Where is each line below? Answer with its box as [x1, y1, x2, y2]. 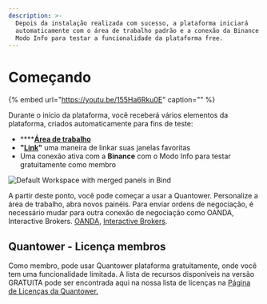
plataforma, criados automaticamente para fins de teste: [8, 119, 193, 129]
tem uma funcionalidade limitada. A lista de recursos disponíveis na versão [8, 270, 254, 278]
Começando [8, 69, 92, 86]
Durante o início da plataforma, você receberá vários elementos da [8, 110, 229, 120]
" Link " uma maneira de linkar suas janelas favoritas [19, 143, 191, 153]
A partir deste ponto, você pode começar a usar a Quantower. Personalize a [8, 191, 258, 201]
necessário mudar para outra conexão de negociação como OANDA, [8, 208, 234, 218]
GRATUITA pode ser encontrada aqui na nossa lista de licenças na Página [8, 278, 251, 287]
